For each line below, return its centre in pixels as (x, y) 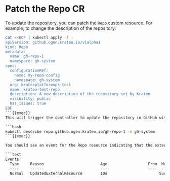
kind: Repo (17, 47)
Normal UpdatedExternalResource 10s (59, 173)
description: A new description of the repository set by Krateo (80, 94)
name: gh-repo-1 (27, 56)
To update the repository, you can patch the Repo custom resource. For (79, 23)
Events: (13, 159)
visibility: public (30, 99)
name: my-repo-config (37, 75)
